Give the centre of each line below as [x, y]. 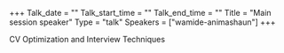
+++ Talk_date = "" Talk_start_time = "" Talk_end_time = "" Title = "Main [141, 13]
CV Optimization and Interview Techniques [87, 39]
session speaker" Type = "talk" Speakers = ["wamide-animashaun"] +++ [143, 22]
